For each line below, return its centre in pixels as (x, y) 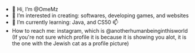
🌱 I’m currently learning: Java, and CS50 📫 (65, 22)
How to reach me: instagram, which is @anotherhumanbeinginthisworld (100, 31)
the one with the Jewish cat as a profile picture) (70, 43)
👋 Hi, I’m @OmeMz (35, 9)
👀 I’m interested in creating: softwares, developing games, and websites (100, 15)
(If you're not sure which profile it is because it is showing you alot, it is (99, 37)
